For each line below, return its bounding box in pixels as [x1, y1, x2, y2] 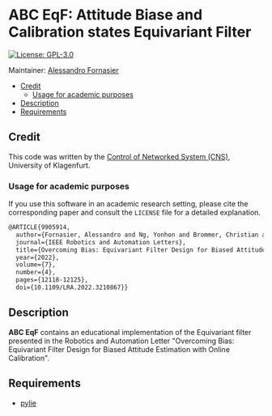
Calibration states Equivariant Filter [8, 23, 252, 41]
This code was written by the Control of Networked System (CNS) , [8, 151, 231, 161]
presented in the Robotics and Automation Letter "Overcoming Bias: [8, 336, 235, 346]
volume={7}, [15, 261, 57, 269]
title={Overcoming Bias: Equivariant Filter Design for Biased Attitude [15, 245, 266, 254]
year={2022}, [15, 253, 60, 261]
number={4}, [15, 269, 57, 277]
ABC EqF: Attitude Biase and [8, 6, 203, 24]
